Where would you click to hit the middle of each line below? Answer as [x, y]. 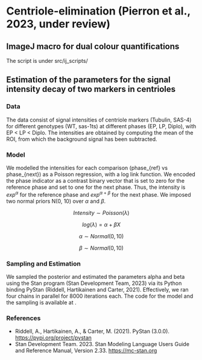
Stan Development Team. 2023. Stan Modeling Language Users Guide [102, 344]
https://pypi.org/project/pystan [53, 338]
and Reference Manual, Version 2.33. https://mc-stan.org [86, 351]
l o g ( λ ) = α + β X [101, 224]
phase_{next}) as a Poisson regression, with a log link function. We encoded [101, 174]
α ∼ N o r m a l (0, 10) [101, 236]
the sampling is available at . [41, 302]
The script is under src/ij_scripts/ [47, 61]
